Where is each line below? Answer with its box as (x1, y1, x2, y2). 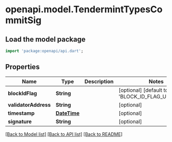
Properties (5, 63, 40, 71)
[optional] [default (118, 86, 162, 93)
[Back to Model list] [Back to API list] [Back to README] (5, 131, 123, 137)
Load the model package (5, 35, 86, 44)
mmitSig (5, 14, 42, 26)
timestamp (8, 109, 35, 116)
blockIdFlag (8, 90, 37, 97)
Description (84, 78, 114, 85)
